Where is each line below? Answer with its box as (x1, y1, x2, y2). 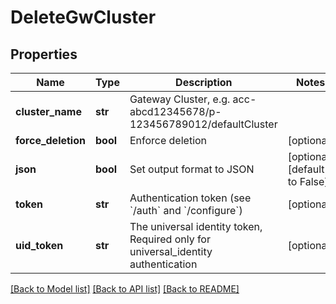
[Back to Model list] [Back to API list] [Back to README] (10, 283, 240, 295)
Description (175, 76, 233, 89)
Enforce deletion (129, 134, 208, 147)
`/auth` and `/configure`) (129, 204, 243, 217)
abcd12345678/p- (129, 105, 222, 118)
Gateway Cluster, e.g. (129, 92, 231, 106)
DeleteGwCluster (10, 6, 157, 29)
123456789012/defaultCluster (129, 117, 278, 131)
